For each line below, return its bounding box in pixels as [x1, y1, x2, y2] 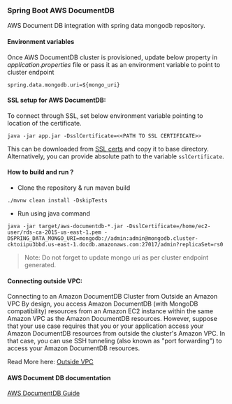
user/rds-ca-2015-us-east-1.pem [7, 229, 101, 236]
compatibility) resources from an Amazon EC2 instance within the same [7, 307, 214, 315]
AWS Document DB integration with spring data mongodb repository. [7, 22, 205, 30]
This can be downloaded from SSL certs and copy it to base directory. [7, 144, 210, 153]
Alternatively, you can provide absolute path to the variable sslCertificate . [7, 152, 225, 160]
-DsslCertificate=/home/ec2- [126, 223, 211, 230]
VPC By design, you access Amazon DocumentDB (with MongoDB [7, 299, 198, 308]
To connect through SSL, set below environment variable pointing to [7, 111, 203, 120]
